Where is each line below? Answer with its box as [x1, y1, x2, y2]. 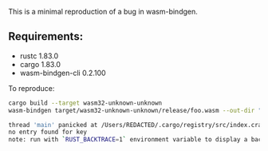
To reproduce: [8, 83, 55, 93]
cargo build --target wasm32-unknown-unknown [8, 99, 162, 107]
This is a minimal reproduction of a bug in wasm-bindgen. [8, 7, 198, 16]
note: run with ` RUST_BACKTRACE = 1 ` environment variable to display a [8, 136, 248, 144]
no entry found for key [8, 128, 88, 137]
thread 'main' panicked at [8, 121, 98, 129]
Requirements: [8, 30, 84, 43]
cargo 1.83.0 [19, 59, 61, 69]
